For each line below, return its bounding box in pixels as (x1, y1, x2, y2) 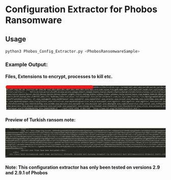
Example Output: (5, 61, 48, 68)
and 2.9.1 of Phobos (5, 170, 48, 176)
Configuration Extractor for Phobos (5, 4, 158, 15)
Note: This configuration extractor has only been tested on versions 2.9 (5, 164, 160, 170)
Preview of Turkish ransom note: (5, 116, 76, 123)
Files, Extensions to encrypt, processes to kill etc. (5, 73, 113, 80)
